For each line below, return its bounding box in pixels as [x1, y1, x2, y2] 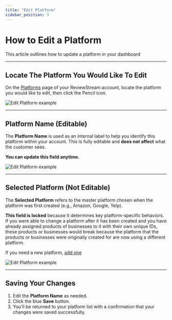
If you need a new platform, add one [5, 249, 82, 255]
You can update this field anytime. [5, 154, 80, 160]
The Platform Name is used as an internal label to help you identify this [5, 133, 155, 139]
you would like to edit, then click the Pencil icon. [5, 90, 107, 96]
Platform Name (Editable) [5, 119, 88, 128]
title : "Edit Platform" [5, 7, 56, 13]
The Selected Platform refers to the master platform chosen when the [5, 197, 154, 203]
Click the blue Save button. [12, 298, 70, 304]
